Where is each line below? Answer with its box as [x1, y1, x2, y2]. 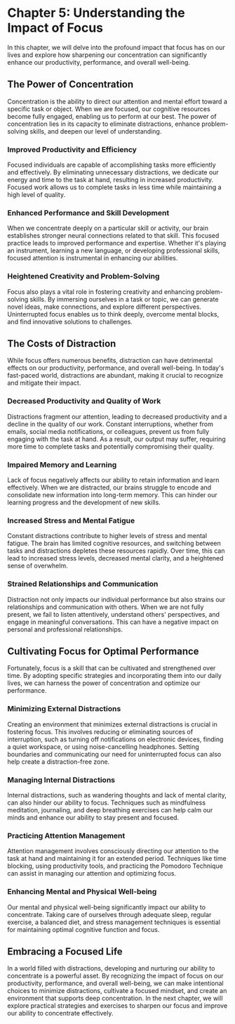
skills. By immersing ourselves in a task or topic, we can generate [29, 295, 219, 303]
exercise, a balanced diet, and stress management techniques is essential [7, 918, 221, 926]
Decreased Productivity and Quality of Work [7, 396, 161, 406]
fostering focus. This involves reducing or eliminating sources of [7, 727, 194, 736]
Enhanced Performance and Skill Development [7, 207, 170, 217]
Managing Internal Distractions [7, 775, 116, 785]
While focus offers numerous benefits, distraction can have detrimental [7, 357, 213, 365]
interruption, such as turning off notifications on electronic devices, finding [7, 735, 224, 743]
